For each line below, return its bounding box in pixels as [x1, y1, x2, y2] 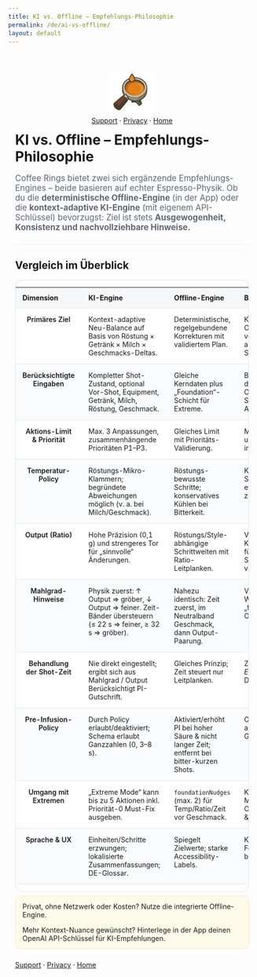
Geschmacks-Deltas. [88, 348, 158, 357]
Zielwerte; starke [174, 843, 229, 852]
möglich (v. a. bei [88, 499, 144, 508]
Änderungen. [88, 554, 131, 565]
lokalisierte [88, 851, 124, 861]
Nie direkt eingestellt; [88, 658, 157, 668]
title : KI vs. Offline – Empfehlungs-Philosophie [8, 13, 174, 20]
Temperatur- [27, 466, 71, 475]
